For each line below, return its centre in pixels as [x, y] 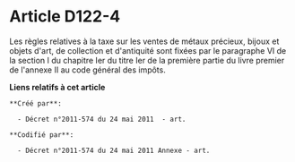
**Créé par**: [36, 103]
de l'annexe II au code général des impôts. [87, 70]
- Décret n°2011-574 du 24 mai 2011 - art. [102, 119]
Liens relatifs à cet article [57, 87]
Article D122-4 [65, 17]
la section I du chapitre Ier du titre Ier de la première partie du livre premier [147, 60]
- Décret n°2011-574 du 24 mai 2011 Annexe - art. [114, 150]
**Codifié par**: [42, 135]
